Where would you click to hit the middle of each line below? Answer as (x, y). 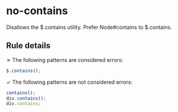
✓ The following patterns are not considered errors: (69, 82)
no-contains (37, 11)
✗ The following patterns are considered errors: (65, 60)
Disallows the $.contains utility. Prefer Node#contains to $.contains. (89, 27)
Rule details (28, 46)
